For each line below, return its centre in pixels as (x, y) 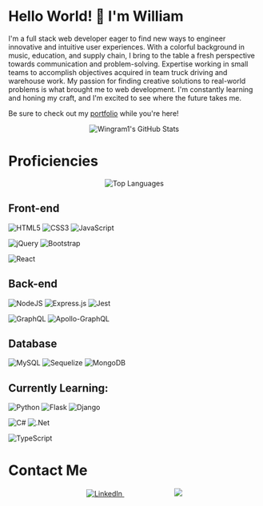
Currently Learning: (58, 388)
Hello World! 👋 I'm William (96, 16)
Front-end (34, 208)
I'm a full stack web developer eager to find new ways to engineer (117, 38)
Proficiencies (53, 161)
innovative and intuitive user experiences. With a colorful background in (127, 46)
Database (33, 343)
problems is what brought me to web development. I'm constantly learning (131, 89)
